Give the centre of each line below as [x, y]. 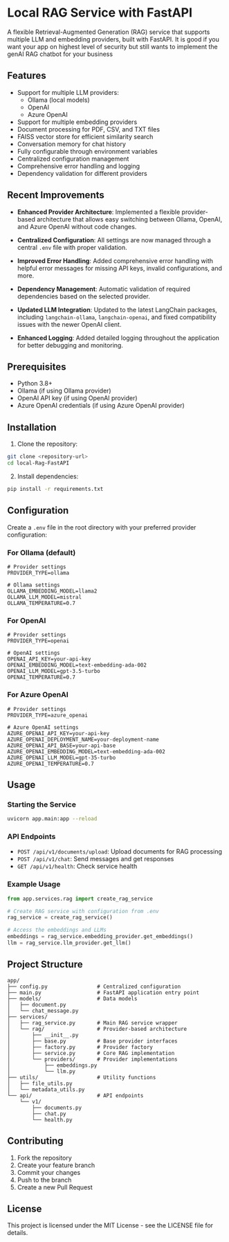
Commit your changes [49, 1172]
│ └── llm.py [42, 1071]
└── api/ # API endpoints [75, 1095]
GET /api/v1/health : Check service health [77, 866]
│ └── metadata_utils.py [46, 1089]
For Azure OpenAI [38, 695]
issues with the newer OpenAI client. [69, 324]
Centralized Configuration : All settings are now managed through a [114, 240]
